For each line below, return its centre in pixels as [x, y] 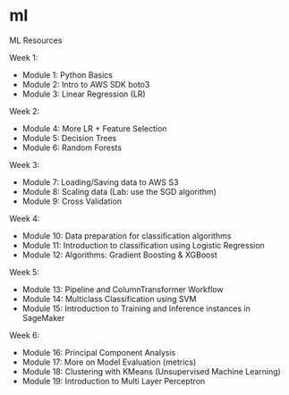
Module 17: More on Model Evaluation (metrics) [109, 362]
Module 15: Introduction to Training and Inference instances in [136, 308]
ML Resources [36, 40]
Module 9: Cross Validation [72, 201]
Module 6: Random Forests [72, 147]
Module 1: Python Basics [68, 75]
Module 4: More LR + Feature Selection [94, 128]
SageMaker [43, 317]
